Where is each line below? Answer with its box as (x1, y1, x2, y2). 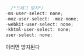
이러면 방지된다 (5, 44, 40, 51)
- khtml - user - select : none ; (5, 27, 71, 33)
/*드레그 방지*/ (10, 5, 44, 11)
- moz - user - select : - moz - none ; (5, 16, 79, 22)
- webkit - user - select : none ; (5, 21, 74, 27)
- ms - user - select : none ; (5, 10, 64, 16)
